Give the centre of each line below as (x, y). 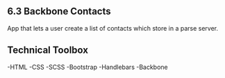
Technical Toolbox (48, 50)
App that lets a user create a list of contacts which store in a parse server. (113, 28)
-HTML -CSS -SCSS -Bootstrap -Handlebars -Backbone (87, 67)
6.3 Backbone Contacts (59, 11)
